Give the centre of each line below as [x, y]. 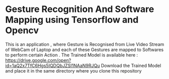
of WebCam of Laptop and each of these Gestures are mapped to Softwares [84, 49]
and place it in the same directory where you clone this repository [74, 70]
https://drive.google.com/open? [38, 60]
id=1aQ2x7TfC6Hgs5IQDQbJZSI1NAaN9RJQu [52, 65]
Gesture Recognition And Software [80, 9]
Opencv [22, 30]
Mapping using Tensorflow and [72, 20]
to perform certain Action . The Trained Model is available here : [72, 55]
